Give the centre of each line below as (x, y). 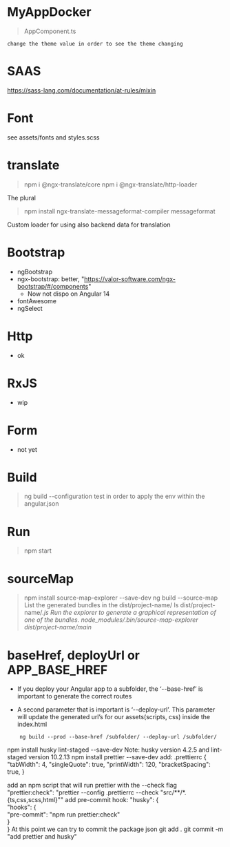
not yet (27, 449)
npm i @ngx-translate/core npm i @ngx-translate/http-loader (111, 184)
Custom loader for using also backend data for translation (89, 225)
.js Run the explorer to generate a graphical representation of (129, 613)
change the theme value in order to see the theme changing (95, 44)
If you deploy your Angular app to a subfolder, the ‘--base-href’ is (110, 689)
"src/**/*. (173, 792)
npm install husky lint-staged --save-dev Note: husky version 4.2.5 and (108, 750)
